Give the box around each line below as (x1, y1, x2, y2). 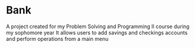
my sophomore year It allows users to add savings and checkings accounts (6, 29, 188, 36)
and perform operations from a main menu (6, 35, 109, 42)
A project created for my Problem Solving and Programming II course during (6, 23, 190, 30)
